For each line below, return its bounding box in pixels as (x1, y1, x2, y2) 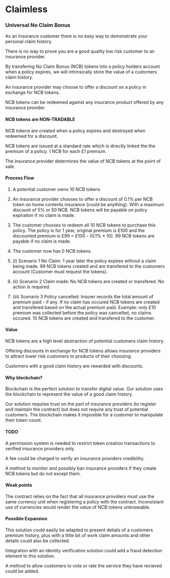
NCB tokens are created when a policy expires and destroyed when (5, 128, 146, 134)
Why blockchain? (5, 374, 43, 380)
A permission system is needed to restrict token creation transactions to (5, 440, 155, 446)
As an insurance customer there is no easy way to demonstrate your (5, 33, 148, 39)
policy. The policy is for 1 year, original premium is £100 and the (12, 227, 145, 234)
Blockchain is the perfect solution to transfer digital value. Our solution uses (5, 386, 163, 392)
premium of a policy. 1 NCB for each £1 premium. (5, 148, 107, 154)
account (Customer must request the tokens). (12, 268, 108, 275)
